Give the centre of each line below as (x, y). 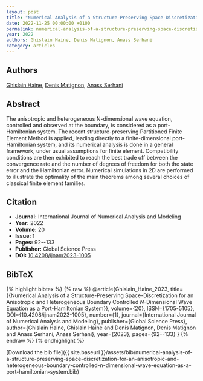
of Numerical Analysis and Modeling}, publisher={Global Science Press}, (97, 322)
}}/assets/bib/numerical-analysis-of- (147, 352)
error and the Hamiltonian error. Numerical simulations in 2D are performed (100, 170)
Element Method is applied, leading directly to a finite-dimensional (89, 138)
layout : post (23, 12)
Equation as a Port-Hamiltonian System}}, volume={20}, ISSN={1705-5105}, (100, 309)
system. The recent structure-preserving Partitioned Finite (110, 132)
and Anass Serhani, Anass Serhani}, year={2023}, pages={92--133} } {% (97, 334)
